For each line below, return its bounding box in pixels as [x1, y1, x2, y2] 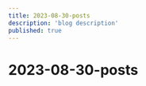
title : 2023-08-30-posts [8, 11, 90, 20]
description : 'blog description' [8, 19, 119, 27]
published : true [8, 26, 62, 34]
